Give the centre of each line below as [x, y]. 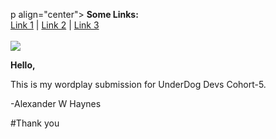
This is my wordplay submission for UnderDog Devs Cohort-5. [138, 84]
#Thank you [35, 123]
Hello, [23, 65]
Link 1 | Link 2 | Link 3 [55, 25]
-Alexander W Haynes [56, 103]
